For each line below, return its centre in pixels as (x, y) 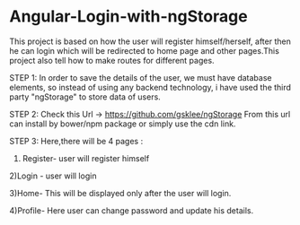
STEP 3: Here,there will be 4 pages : (76, 141)
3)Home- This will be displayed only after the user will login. (120, 193)
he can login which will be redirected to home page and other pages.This (145, 50)
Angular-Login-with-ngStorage (129, 17)
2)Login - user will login (53, 176)
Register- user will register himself (86, 158)
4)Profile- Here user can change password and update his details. (132, 210)
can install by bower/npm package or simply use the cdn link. (123, 124)
